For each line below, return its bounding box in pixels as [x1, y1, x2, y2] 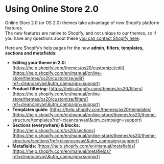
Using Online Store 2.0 [5, 3, 99, 15]
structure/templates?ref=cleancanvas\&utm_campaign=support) [12, 117, 142, 123]
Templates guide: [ [12, 107, 51, 112]
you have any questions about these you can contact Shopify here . [5, 35, 141, 41]
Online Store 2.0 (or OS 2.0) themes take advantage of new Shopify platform [5, 20, 160, 26]
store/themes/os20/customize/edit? [12, 75, 85, 81]
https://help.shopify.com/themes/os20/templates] [51, 107, 152, 112]
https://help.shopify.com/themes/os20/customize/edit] [14, 65, 125, 71]
